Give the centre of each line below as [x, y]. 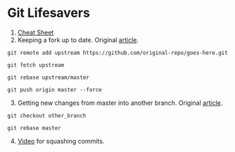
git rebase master [34, 128]
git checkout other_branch [47, 115]
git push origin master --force [55, 89]
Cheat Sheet [36, 32]
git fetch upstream [36, 65]
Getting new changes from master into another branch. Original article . [120, 103]
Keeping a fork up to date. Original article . [78, 39]
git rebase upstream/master [49, 77]
